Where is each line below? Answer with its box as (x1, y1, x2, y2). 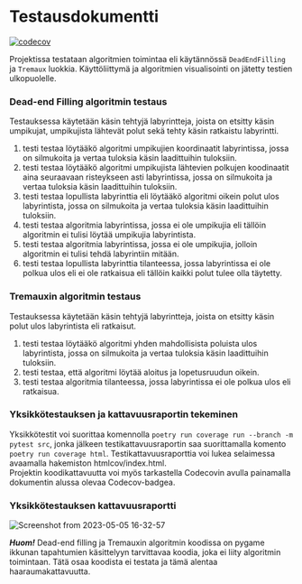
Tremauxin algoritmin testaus (9, 291, 142, 303)
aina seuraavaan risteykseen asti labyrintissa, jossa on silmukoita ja (22, 171, 273, 182)
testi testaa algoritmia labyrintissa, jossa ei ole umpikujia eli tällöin (22, 219, 267, 231)
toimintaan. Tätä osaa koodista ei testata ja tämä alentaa (9, 557, 218, 568)
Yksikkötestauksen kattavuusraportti (9, 499, 177, 512)
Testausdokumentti (9, 6, 160, 27)
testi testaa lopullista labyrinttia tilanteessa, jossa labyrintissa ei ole (22, 258, 271, 269)
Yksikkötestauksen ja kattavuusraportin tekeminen (9, 408, 239, 421)
